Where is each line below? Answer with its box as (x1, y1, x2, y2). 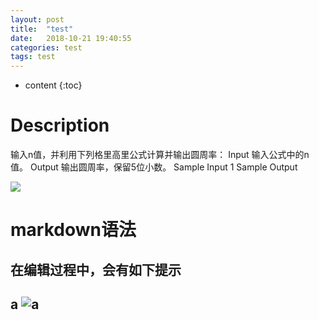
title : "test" (10, 24, 74, 34)
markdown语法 (10, 219, 137, 241)
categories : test (10, 42, 83, 53)
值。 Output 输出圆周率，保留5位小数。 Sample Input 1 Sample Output (10, 161, 298, 173)
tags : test (10, 52, 56, 62)
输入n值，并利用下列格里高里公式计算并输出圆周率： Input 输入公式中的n (10, 149, 310, 161)
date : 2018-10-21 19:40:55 (10, 33, 132, 43)
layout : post (10, 14, 65, 25)
